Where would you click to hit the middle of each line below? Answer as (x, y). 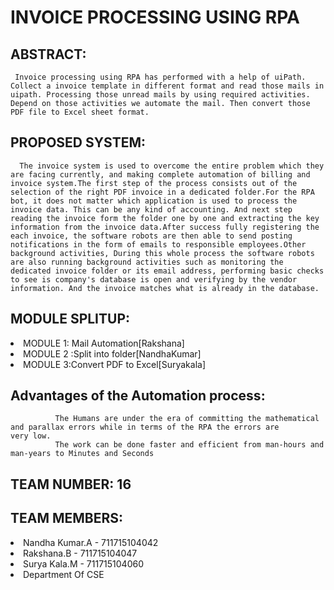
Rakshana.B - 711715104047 (80, 553)
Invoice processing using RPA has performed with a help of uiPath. (160, 77)
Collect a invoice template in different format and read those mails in (167, 86)
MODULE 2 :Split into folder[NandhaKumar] (112, 353)
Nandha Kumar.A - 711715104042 (91, 542)
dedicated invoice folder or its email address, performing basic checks (167, 271)
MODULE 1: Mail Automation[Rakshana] (104, 343)
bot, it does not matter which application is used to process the (154, 201)
